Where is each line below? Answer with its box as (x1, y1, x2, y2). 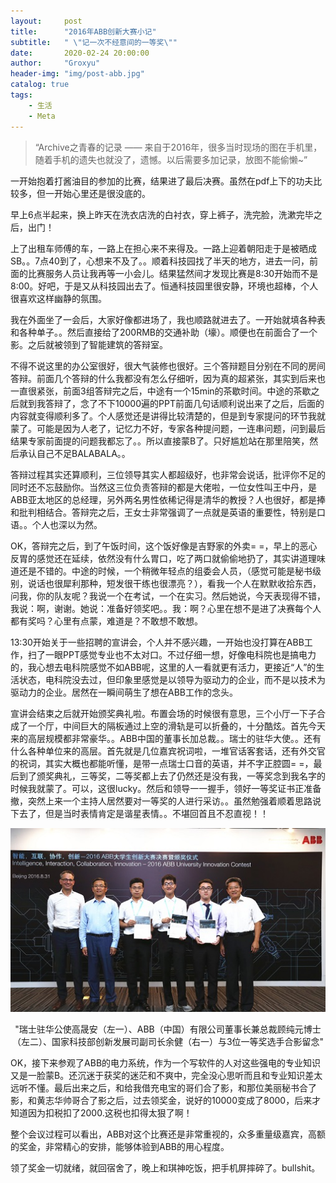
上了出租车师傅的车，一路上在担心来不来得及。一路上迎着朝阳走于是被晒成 (10, 242, 317, 254)
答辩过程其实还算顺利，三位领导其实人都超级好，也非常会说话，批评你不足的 (10, 468, 326, 480)
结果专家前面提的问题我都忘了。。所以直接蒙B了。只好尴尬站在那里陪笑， (10, 435, 310, 447)
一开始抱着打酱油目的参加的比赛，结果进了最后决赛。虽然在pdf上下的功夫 (10, 175, 314, 187)
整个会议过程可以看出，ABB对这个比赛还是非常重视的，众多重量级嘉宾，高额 (10, 1128, 326, 1140)
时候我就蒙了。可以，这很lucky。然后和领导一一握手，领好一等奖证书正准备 (10, 782, 322, 794)
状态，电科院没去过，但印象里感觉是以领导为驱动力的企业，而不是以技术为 (18, 673, 326, 685)
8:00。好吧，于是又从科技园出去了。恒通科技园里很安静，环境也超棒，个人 (10, 280, 319, 292)
